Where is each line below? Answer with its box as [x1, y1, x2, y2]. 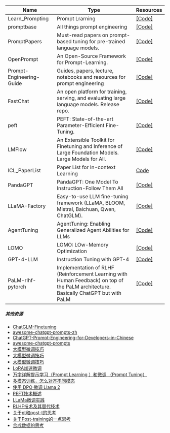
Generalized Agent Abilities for [57, 227, 130, 233]
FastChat [8, 98, 29, 105]
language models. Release [57, 101, 120, 108]
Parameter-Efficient [57, 122, 105, 129]
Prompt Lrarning [57, 15, 96, 22]
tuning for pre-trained [72, 38, 125, 45]
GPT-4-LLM [8, 256, 38, 263]
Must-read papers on [57, 32, 109, 39]
